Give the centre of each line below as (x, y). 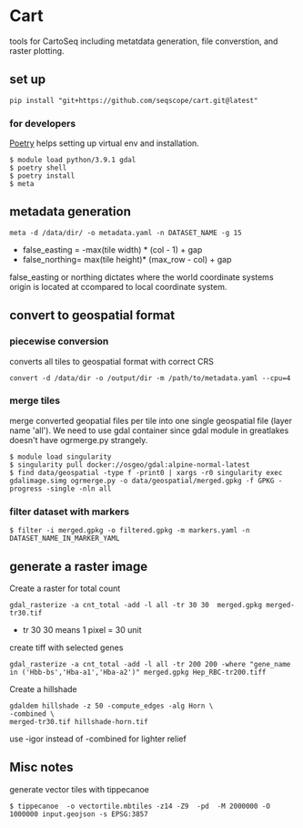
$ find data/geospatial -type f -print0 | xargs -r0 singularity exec (146, 472)
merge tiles (35, 400)
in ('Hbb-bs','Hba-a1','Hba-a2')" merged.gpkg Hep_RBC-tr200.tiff (138, 672)
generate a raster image (79, 566)
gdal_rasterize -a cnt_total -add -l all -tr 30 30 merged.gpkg (136, 605)
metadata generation (71, 212)
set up (28, 80)
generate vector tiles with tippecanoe (80, 789)
